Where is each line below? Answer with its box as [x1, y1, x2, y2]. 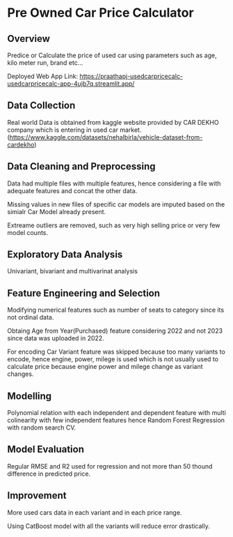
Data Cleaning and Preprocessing [7, 160, 156, 172]
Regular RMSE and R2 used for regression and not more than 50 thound [7, 462, 213, 470]
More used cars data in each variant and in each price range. [7, 508, 182, 517]
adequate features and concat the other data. [7, 186, 138, 195]
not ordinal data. [7, 313, 54, 322]
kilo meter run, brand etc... [7, 59, 83, 67]
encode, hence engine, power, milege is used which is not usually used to [7, 355, 219, 363]
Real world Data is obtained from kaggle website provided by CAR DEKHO [7, 118, 219, 126]
